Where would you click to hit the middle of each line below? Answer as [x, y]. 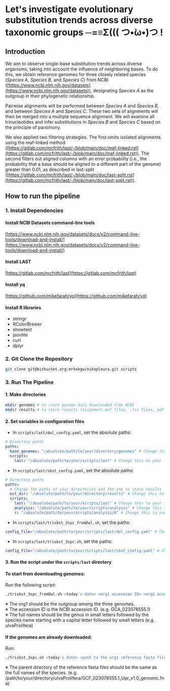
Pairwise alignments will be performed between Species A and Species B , [82, 106]
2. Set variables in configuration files [45, 421]
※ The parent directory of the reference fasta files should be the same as [81, 667]
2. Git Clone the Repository [39, 359]
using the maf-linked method [35, 142]
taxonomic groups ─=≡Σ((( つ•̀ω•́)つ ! [84, 33]
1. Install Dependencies [34, 210]
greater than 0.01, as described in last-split [50, 169]
